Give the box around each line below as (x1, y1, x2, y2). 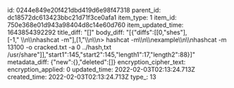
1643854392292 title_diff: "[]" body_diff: (7, 28, 125, 36)
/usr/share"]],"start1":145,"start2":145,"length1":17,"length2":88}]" (7, 50, 196, 59)
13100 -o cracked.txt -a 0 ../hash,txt (7, 43, 111, 51)
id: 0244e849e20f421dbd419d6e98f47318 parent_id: (7, 6, 161, 14)
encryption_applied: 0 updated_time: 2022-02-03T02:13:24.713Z (7, 66, 196, 73)
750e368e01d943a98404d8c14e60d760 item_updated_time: (7, 21, 184, 29)
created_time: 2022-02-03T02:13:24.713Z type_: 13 (7, 73, 156, 81)
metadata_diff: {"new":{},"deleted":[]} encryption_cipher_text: (7, 58, 186, 66)
